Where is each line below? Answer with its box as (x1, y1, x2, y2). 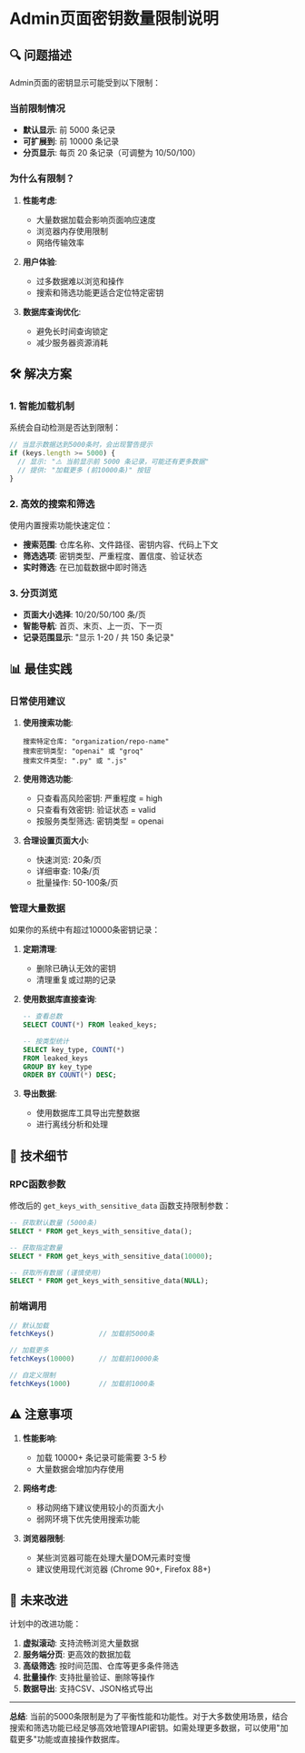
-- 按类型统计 (22, 1037, 70, 1046)
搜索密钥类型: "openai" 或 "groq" (22, 746, 143, 755)
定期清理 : (22, 944, 57, 955)
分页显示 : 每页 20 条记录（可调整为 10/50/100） (22, 147, 202, 158)
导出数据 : (22, 1089, 57, 1099)
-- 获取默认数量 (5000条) (9, 1219, 98, 1228)
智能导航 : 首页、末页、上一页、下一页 (22, 621, 163, 632)
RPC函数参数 (9, 1178, 66, 1191)
